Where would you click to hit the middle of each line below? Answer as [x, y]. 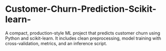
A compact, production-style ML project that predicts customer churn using [83, 33]
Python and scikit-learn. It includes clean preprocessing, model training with [83, 38]
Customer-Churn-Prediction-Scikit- [81, 9]
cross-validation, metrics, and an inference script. [56, 43]
